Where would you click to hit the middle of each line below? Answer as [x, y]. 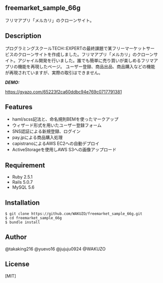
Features [19, 107]
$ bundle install [23, 222]
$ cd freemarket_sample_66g [34, 218]
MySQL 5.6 [23, 187]
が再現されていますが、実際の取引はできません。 [54, 72]
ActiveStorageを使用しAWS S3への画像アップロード [64, 150]
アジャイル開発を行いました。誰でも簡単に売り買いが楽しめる [79, 60]
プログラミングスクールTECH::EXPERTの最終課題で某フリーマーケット [76, 48]
